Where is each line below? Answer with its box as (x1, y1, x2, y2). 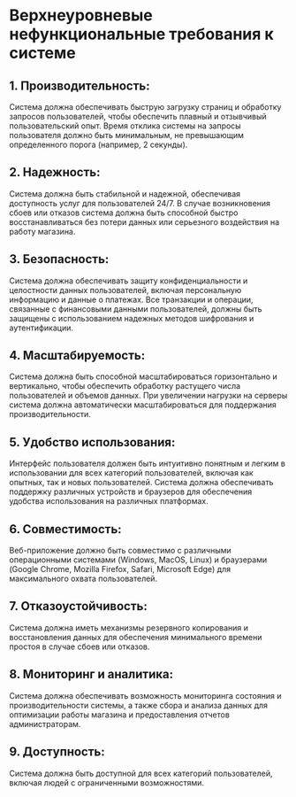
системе (9, 43, 77, 63)
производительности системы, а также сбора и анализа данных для (9, 700, 268, 710)
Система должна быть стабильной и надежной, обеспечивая (9, 188, 241, 199)
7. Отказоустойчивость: (9, 599, 148, 614)
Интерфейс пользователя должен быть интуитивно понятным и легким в (9, 458, 285, 469)
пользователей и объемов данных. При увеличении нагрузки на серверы (9, 391, 288, 401)
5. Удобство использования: (9, 435, 176, 450)
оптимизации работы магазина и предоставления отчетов (9, 709, 230, 720)
